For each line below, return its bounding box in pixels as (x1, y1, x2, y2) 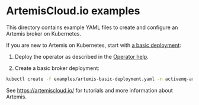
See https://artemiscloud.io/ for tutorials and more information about (6, 87, 173, 94)
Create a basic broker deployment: (14, 64, 99, 72)
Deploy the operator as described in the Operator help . (14, 53, 149, 60)
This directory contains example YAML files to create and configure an (6, 24, 178, 31)
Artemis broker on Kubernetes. (6, 30, 81, 37)
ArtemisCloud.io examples (6, 4, 140, 18)
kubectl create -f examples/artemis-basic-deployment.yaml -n (6, 76, 163, 82)
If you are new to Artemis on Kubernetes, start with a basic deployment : (6, 42, 182, 49)
